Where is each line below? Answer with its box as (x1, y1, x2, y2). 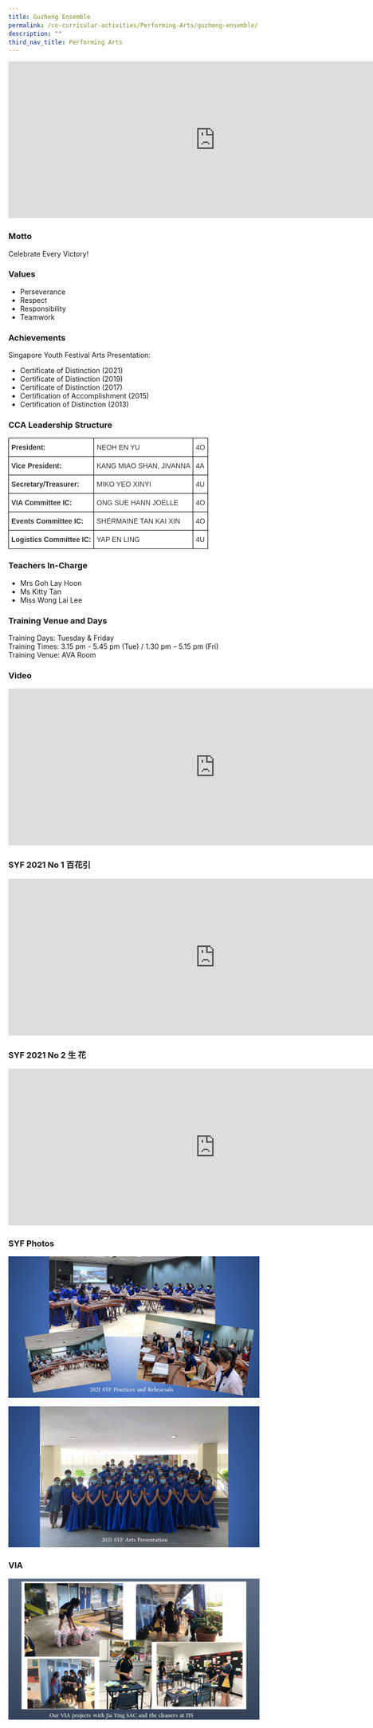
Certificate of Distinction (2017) (19, 383, 124, 392)
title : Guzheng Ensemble (8, 13, 91, 21)
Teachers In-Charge (8, 560, 88, 571)
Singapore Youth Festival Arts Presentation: (8, 351, 151, 360)
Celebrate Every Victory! (8, 249, 89, 258)
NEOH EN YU (96, 443, 141, 452)
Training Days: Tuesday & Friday (8, 634, 114, 643)
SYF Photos (8, 1238, 54, 1249)
